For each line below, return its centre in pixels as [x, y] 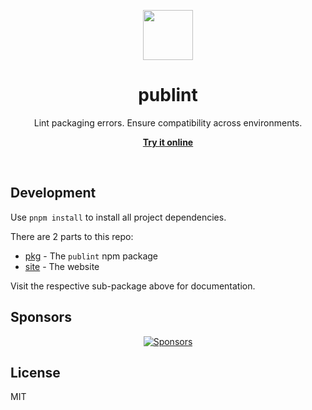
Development [53, 193]
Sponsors [41, 317]
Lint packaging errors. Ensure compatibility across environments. [168, 122]
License [35, 372]
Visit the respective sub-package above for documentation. [133, 286]
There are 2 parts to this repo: [72, 236]
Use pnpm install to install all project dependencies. [118, 217]
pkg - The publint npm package [91, 256]
